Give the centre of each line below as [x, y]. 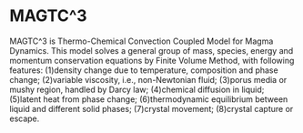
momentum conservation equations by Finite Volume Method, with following [152, 60]
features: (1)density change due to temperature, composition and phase [144, 70]
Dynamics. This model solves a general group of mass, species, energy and [151, 50]
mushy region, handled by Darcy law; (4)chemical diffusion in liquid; [137, 89]
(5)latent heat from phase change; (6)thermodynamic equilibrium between [149, 99]
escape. [25, 118]
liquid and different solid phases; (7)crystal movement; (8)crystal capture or [151, 108]
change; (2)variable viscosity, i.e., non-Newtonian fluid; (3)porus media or [148, 79]
